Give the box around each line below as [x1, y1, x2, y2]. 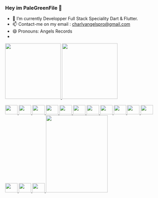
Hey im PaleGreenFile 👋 [5, 4, 62, 11]
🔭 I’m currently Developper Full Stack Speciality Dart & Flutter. [12, 16, 138, 22]
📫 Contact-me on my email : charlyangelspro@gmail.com [12, 21, 131, 27]
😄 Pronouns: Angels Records [12, 28, 73, 34]
